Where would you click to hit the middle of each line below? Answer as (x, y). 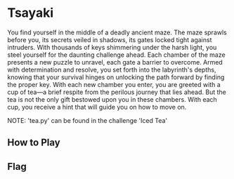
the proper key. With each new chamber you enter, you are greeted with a (114, 84)
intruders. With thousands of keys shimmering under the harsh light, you (112, 47)
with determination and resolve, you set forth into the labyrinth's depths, (112, 69)
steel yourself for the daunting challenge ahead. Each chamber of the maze (117, 55)
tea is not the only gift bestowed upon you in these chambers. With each (112, 99)
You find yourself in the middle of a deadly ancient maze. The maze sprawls (117, 32)
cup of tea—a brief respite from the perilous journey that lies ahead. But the (117, 92)
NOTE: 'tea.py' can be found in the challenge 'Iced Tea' (87, 120)
